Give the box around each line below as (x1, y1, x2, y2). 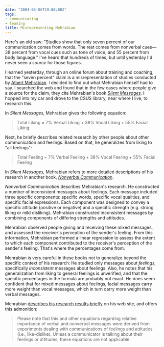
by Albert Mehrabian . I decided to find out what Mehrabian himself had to (5, 80, 153, 86)
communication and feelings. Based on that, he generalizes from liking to (5, 139, 152, 145)
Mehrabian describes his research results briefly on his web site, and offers (5, 301, 158, 307)
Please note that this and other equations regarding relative (17, 316, 137, 321)
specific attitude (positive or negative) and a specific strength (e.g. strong (5, 205, 154, 211)
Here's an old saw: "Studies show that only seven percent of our (5, 39, 135, 45)
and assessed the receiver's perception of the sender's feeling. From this (5, 230, 153, 236)
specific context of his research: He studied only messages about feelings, (5, 260, 156, 266)
